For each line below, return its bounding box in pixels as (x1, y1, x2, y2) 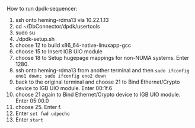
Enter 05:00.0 (15, 97, 49, 104)
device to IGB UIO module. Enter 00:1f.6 (15, 85, 113, 91)
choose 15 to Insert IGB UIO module (15, 48, 103, 55)
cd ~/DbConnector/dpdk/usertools (15, 23, 100, 30)
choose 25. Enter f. (15, 104, 62, 110)
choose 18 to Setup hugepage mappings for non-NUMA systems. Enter (15, 55, 189, 61)
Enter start (15, 116, 44, 123)
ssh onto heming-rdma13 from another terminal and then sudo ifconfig (15, 67, 190, 73)
